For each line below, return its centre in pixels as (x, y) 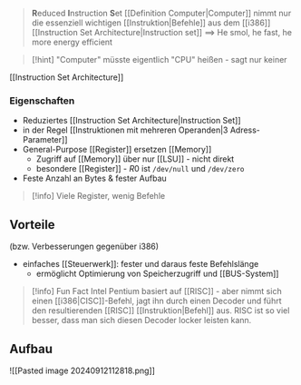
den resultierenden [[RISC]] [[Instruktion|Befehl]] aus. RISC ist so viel (160, 311)
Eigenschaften (42, 101)
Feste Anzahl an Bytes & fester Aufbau (95, 178)
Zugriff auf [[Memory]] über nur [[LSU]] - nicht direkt (135, 159)
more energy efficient (72, 42)
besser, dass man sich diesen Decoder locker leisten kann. (141, 321)
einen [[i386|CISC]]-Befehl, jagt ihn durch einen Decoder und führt (156, 301)
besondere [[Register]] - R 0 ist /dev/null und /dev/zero (140, 169)
